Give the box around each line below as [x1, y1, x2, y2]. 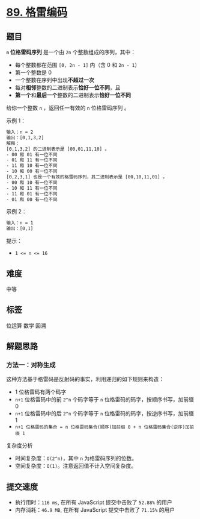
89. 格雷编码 [6, 5, 68, 19]
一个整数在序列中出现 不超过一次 [14, 77, 94, 83]
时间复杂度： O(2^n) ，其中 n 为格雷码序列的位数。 [14, 455, 137, 462]
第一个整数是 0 [14, 69, 52, 76]
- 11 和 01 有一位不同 [6, 190, 58, 197]
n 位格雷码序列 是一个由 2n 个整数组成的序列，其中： [6, 49, 136, 55]
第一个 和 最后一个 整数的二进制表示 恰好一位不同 [14, 92, 131, 98]
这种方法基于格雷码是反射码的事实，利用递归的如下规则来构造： [6, 376, 164, 383]
